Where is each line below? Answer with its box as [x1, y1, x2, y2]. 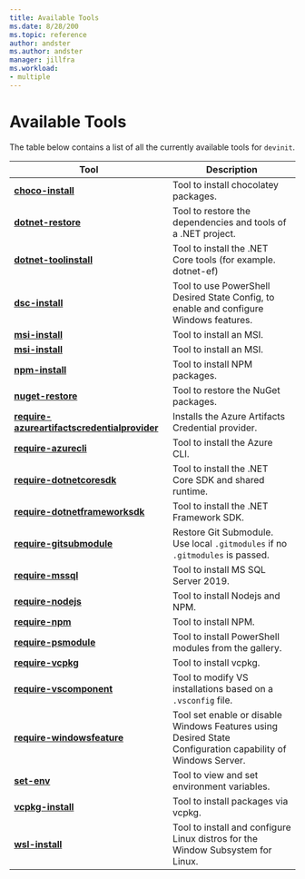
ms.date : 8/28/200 [9, 22, 79, 31]
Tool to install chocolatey [172, 178, 279, 191]
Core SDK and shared [172, 473, 265, 486]
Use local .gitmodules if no [172, 537, 288, 549]
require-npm [14, 615, 72, 627]
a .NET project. [172, 227, 236, 240]
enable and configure [172, 301, 264, 314]
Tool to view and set [172, 768, 259, 781]
